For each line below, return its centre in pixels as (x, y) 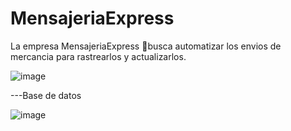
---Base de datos (46, 95)
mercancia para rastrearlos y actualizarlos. (98, 56)
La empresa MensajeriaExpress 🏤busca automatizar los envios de (146, 46)
